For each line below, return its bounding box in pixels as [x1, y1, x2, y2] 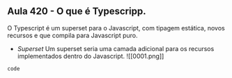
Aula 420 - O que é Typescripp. [7, 6, 146, 17]
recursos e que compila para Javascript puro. [7, 31, 138, 39]
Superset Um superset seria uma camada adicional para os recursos [17, 44, 215, 52]
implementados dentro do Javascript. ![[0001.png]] [17, 52, 164, 60]
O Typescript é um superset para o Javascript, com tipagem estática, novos [7, 23, 225, 32]
